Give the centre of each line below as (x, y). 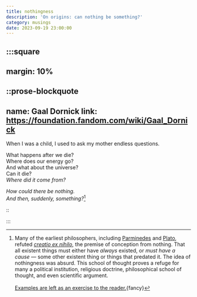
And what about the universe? (42, 168)
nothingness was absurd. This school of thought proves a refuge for (97, 263)
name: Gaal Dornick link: (52, 111)
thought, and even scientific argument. (61, 275)
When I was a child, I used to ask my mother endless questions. (83, 144)
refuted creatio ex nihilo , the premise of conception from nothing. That (100, 244)
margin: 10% (30, 72)
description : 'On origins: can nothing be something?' (74, 17)
